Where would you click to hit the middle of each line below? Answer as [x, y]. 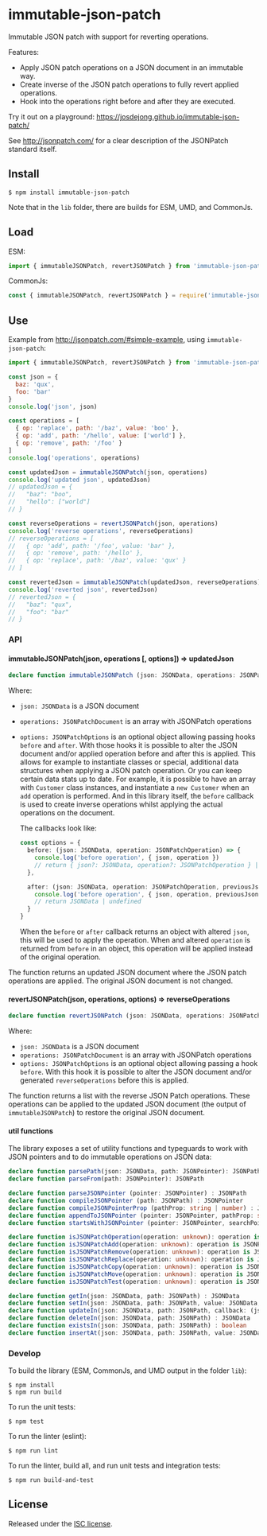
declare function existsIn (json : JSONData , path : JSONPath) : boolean [128, 1326]
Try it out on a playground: [52, 116]
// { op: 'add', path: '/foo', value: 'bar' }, [92, 546]
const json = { [33, 377]
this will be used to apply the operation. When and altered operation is [135, 940]
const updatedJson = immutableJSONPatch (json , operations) [108, 472]
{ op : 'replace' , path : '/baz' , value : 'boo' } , [97, 428]
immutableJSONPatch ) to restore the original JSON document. [106, 1113]
